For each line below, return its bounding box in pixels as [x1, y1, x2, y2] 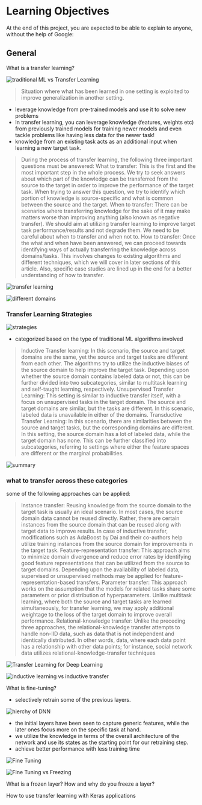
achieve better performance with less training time [14, 745, 140, 752]
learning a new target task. [14, 144, 82, 152]
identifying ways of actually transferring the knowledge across [20, 246, 176, 253]
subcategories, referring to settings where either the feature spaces [20, 443, 189, 451]
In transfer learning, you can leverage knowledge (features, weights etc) [14, 118, 194, 126]
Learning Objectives [6, 4, 109, 18]
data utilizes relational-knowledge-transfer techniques [20, 649, 156, 656]
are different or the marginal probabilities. [20, 450, 124, 457]
